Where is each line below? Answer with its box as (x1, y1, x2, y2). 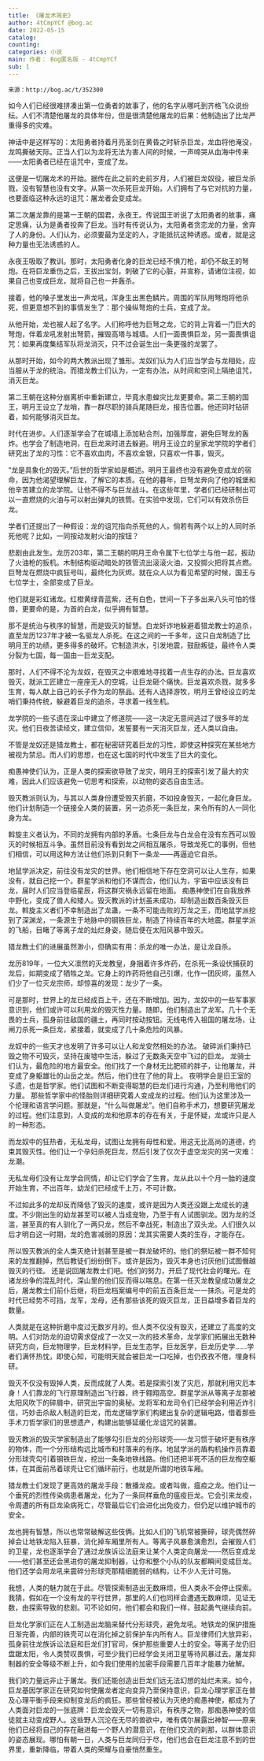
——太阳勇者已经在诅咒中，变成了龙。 (8, 157, 132, 166)
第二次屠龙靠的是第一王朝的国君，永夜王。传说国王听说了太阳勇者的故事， (8, 210, 249, 219)
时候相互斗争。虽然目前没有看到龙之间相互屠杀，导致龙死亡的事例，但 (21, 839, 249, 849)
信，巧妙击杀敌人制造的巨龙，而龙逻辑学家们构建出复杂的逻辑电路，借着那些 (8, 1407, 256, 1417)
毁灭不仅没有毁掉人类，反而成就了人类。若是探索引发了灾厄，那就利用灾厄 (8, 1378, 249, 1388)
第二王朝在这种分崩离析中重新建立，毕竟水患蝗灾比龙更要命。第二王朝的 (8, 392, 242, 402)
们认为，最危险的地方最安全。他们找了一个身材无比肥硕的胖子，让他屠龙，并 (8, 1061, 256, 1070)
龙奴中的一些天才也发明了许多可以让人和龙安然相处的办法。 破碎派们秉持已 (8, 1041, 251, 1050)
